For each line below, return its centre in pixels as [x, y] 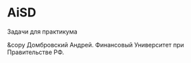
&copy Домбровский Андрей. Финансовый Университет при [95, 45]
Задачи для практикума [42, 32]
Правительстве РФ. [36, 52]
